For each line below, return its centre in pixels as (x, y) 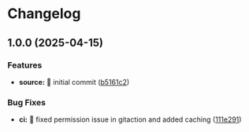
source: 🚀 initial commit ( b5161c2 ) (74, 82)
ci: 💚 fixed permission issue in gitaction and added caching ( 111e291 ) (130, 119)
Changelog (44, 14)
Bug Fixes (27, 102)
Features (25, 65)
